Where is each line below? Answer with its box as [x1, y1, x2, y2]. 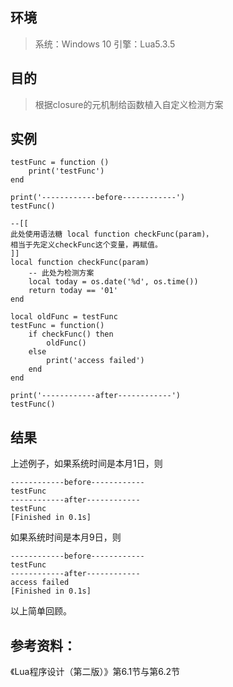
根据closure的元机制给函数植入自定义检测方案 [34, 98, 224, 110]
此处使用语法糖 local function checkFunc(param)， [10, 229, 214, 240]
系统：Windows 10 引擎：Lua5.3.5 [34, 38, 176, 50]
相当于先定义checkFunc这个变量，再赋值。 [10, 240, 163, 250]
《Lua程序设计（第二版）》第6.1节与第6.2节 [10, 666, 180, 678]
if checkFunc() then [28, 329, 114, 340]
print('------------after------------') [10, 391, 182, 401]
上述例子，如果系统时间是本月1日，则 [10, 458, 163, 470]
